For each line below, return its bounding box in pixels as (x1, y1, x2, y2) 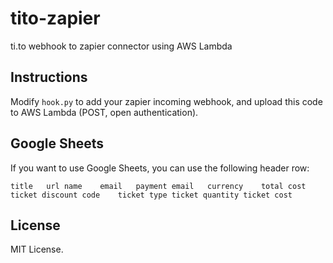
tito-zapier (10, 7, 101, 30)
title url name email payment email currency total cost (10, 181, 307, 191)
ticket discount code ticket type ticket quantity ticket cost (10, 190, 293, 200)
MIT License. (10, 243, 64, 256)
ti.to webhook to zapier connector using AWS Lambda (10, 40, 233, 52)
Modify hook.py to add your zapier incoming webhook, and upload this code (10, 95, 323, 107)
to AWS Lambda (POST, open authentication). (10, 106, 199, 118)
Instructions (10, 69, 88, 86)
